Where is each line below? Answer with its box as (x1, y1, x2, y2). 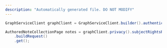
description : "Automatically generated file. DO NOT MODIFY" (5, 7, 135, 12)
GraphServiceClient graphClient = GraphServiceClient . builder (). (5, 21, 143, 25)
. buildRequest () (14, 34, 48, 39)
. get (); (14, 39, 30, 44)
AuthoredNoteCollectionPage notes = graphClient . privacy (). (5, 29, 133, 34)
